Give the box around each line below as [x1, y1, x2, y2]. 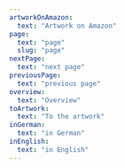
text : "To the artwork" [17, 112, 105, 121]
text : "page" [17, 37, 66, 47]
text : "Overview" [17, 95, 82, 105]
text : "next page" [17, 63, 86, 72]
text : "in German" [17, 129, 86, 138]
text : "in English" [17, 145, 90, 154]
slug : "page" [17, 46, 66, 55]
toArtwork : [9, 104, 50, 113]
